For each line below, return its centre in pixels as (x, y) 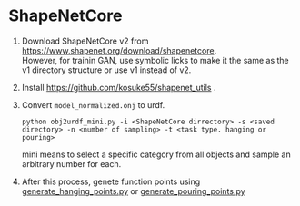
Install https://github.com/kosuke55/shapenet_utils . (119, 87)
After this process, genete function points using (111, 181)
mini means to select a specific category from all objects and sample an (156, 154)
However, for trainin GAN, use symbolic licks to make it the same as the (155, 60)
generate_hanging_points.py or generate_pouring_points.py (134, 191)
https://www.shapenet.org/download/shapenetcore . (119, 50)
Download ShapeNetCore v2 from (85, 41)
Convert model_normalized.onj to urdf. (93, 104)
